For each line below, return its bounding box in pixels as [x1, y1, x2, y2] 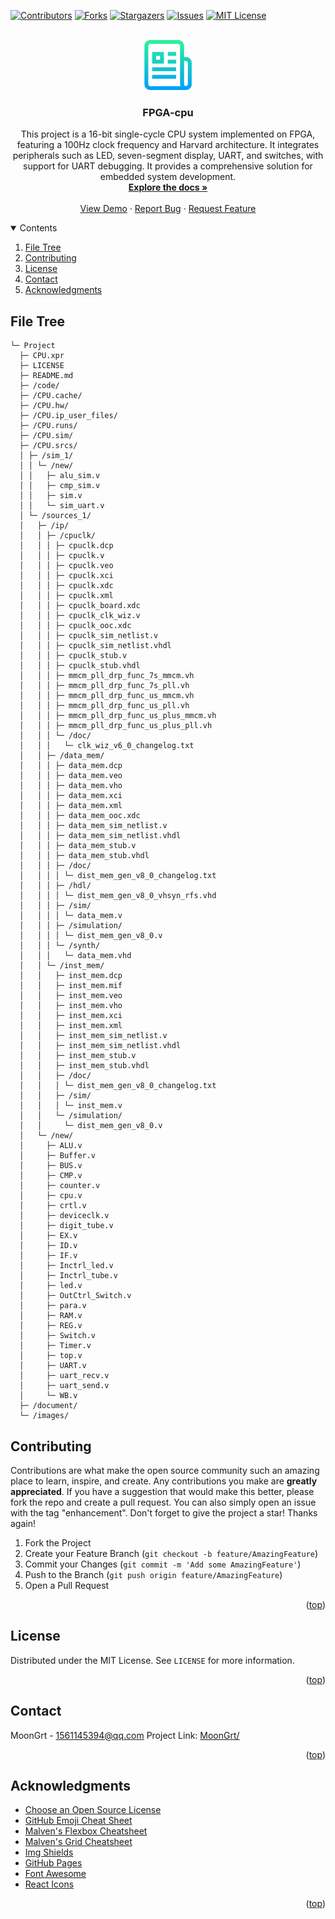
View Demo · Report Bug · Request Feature [79, 203, 257, 215]
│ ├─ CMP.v [19, 1171, 83, 1181]
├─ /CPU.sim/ [19, 431, 74, 441]
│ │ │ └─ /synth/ [19, 941, 101, 951]
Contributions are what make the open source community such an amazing [10, 1464, 320, 1476]
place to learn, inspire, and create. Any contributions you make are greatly [10, 1475, 318, 1487]
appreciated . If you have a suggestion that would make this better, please [10, 1485, 315, 1497]
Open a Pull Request [24, 1579, 110, 1591]
